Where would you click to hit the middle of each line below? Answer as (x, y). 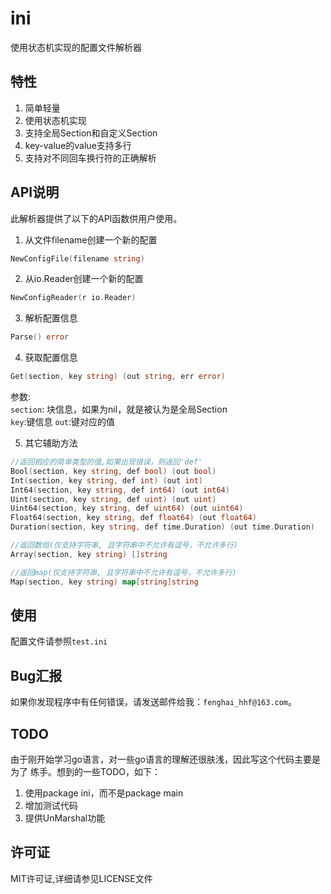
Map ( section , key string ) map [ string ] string (104, 582)
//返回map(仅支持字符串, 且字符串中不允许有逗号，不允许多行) (123, 572)
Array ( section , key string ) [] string (89, 554)
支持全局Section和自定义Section (91, 133)
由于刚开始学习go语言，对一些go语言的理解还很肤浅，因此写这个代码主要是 (165, 759)
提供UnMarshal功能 (65, 818)
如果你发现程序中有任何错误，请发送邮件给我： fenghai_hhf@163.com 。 (154, 702)
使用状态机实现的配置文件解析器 (76, 47)
